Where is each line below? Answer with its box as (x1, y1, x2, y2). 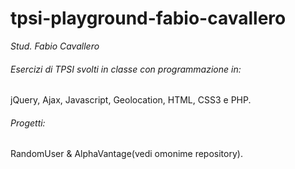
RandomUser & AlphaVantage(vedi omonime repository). (10, 148, 243, 160)
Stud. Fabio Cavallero (10, 40, 100, 52)
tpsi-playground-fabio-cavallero (10, 7, 287, 30)
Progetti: (10, 117, 46, 129)
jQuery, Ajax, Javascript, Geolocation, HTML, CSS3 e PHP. (10, 94, 252, 106)
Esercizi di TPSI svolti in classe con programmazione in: (10, 63, 242, 75)
